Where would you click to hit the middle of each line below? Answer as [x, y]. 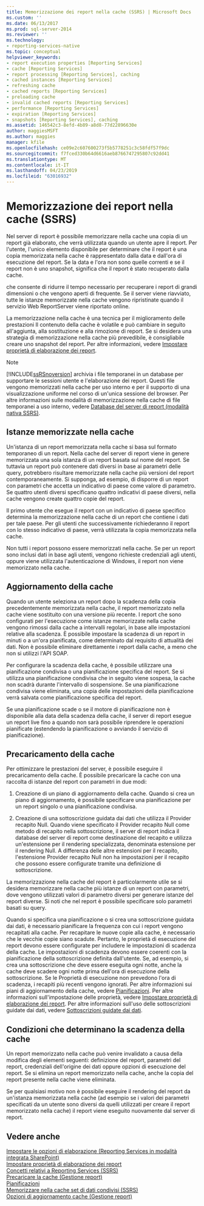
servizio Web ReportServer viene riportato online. [68, 306]
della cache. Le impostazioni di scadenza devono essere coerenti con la [97, 952]
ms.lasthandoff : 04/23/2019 [42, 171]
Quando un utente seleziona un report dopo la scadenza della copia [91, 601]
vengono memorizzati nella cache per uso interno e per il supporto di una [98, 387]
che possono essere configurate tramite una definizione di [88, 864]
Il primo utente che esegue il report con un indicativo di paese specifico [96, 510]
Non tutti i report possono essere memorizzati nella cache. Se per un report [101, 548]
